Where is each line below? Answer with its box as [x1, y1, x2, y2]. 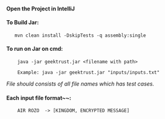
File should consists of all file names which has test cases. [6, 80, 155, 87]
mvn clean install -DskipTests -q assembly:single [14, 32, 147, 38]
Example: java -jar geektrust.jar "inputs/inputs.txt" [17, 70, 160, 76]
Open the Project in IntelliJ [6, 5, 75, 12]
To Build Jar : [6, 19, 39, 26]
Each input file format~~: [6, 94, 71, 101]
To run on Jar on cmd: [6, 45, 63, 52]
